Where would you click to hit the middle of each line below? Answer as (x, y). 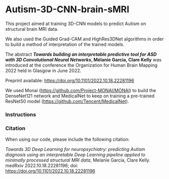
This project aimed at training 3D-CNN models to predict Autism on (76, 24)
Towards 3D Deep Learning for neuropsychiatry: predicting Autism (75, 149)
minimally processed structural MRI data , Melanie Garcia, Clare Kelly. (78, 160)
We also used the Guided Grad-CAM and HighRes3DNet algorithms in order (84, 39)
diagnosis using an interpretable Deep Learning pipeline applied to (75, 155)
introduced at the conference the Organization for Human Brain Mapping (81, 65)
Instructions (21, 115)
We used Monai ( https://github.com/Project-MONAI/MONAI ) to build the (81, 90)
